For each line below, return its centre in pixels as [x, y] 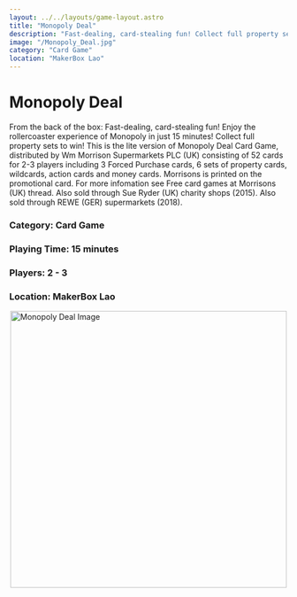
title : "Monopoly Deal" [53, 26]
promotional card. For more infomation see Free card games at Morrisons [143, 183]
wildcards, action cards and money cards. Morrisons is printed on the [136, 174]
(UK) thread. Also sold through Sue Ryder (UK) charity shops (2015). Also [143, 192]
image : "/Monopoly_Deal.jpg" [63, 42]
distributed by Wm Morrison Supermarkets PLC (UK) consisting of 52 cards [146, 155]
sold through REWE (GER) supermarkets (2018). [96, 202]
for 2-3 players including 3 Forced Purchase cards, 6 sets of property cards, [148, 164]
